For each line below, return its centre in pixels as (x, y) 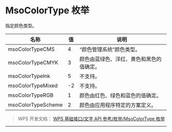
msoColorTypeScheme (35, 104)
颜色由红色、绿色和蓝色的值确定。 (120, 95)
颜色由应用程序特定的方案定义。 (118, 105)
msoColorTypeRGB (31, 95)
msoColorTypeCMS (31, 49)
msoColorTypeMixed (33, 85)
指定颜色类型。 (21, 26)
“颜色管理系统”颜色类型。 (110, 49)
